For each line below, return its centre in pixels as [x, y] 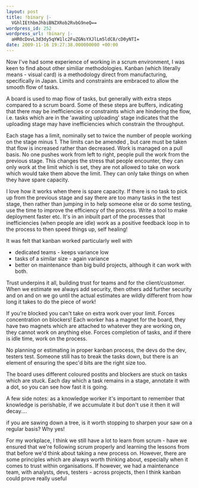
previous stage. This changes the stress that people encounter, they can [95, 161]
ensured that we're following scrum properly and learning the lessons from [98, 446]
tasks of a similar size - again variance [62, 258]
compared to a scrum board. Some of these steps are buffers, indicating [95, 105]
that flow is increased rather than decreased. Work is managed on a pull [95, 148]
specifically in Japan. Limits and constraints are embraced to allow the [92, 80]
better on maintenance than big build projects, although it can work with [103, 265]
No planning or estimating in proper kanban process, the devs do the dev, [96, 350]
